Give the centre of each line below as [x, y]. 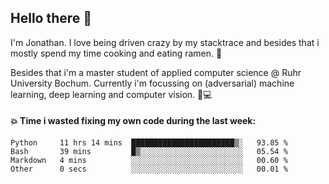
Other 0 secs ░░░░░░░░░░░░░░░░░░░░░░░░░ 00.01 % [149, 169]
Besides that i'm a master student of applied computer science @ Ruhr [156, 72]
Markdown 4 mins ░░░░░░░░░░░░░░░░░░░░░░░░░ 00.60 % [149, 161]
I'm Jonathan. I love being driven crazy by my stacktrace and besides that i [165, 42]
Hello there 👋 [51, 18]
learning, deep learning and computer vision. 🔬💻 [111, 94]
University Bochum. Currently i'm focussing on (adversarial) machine [152, 83]
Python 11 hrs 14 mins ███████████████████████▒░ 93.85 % [149, 143]
